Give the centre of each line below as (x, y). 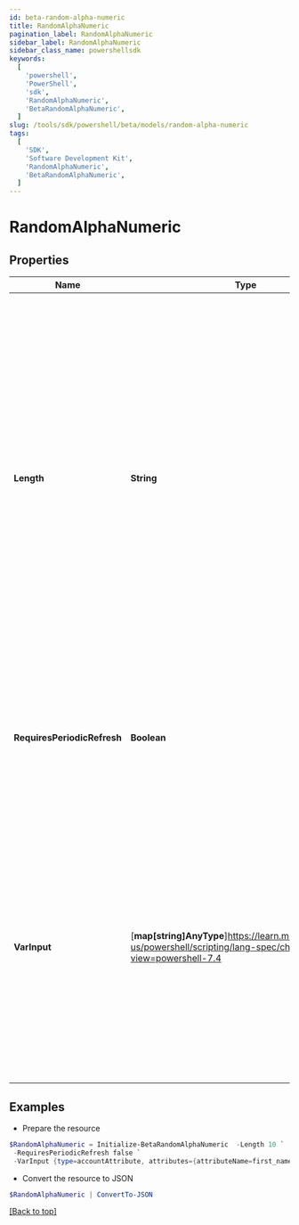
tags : (19, 134)
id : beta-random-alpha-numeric (67, 17)
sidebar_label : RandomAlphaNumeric (75, 42)
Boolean (148, 738)
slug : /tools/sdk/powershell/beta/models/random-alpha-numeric (129, 126)
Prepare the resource (61, 1128)
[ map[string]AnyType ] (179, 936)
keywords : (28, 59)
